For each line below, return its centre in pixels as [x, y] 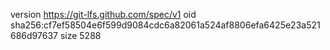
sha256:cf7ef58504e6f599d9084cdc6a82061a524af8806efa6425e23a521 [165, 25]
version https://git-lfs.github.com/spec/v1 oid [103, 14]
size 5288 [80, 35]
